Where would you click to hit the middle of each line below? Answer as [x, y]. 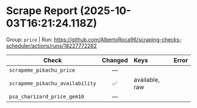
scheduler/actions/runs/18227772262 [52, 46]
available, [147, 79]
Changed [115, 60]
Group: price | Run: [29, 39]
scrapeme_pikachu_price [42, 70]
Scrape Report [42, 11]
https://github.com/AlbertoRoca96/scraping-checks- [118, 39]
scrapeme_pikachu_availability [53, 83]
